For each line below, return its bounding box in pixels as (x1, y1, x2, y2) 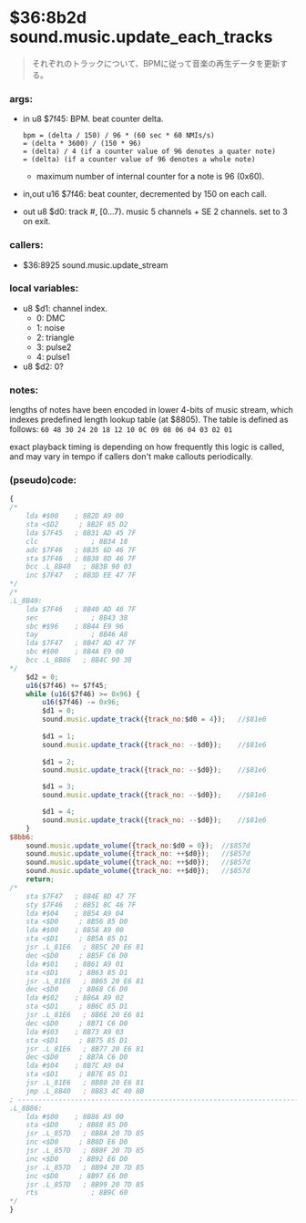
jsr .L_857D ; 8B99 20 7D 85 (25, 1179, 145, 1189)
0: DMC (36, 313, 66, 324)
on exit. (22, 216, 51, 227)
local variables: (9, 282, 79, 294)
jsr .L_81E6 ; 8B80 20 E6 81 (25, 1078, 145, 1087)
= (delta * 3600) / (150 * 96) (22, 139, 142, 149)
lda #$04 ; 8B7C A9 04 (25, 1061, 125, 1071)
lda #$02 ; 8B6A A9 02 (25, 993, 125, 1002)
